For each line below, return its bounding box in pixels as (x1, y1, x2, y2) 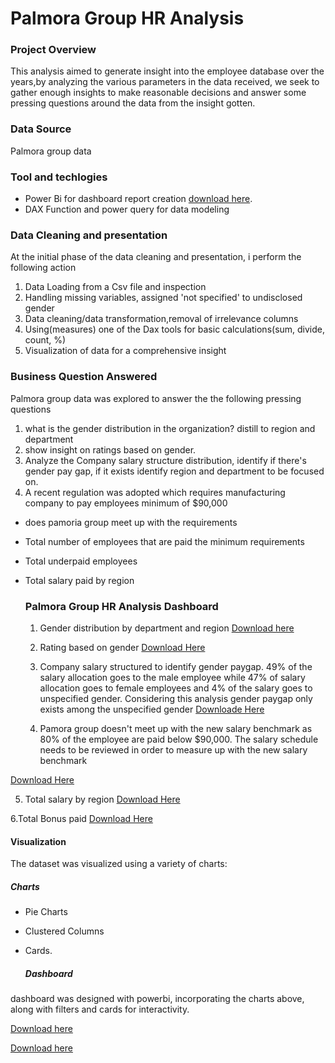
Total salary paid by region (24, 574, 135, 586)
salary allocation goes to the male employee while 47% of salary (39, 671, 306, 683)
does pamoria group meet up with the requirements (24, 516, 238, 528)
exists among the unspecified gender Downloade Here (39, 703, 265, 715)
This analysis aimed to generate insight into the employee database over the (10, 65, 325, 77)
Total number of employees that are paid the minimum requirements (24, 535, 305, 547)
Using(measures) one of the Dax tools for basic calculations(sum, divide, (24, 323, 326, 336)
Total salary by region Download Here (24, 793, 181, 805)
